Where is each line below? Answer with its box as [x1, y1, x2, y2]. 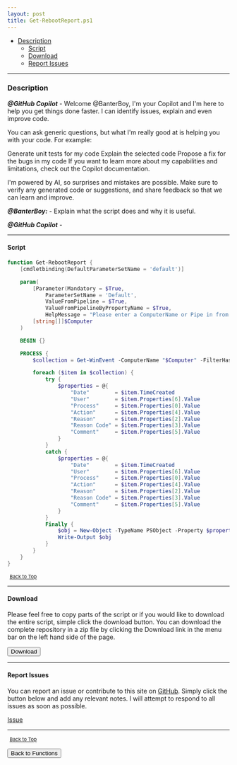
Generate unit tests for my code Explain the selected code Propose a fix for [7, 149, 226, 158]
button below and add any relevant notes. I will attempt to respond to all [7, 694, 216, 703]
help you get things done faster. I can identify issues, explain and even [7, 107, 212, 115]
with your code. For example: [7, 135, 92, 144]
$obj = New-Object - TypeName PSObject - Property [57, 527, 203, 534]
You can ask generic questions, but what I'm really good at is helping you [7, 128, 220, 137]
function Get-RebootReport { [7, 259, 93, 266]
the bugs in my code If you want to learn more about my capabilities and [7, 156, 218, 165]
